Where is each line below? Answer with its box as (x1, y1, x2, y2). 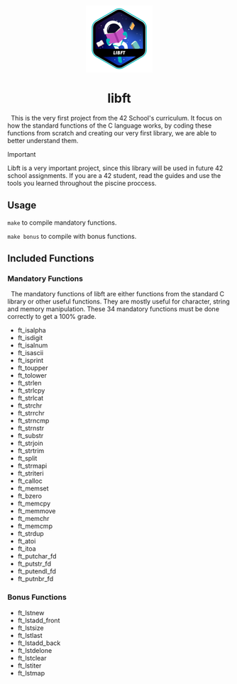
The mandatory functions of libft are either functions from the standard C (10, 290, 225, 298)
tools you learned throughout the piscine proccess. (7, 179, 157, 187)
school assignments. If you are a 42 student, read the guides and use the (7, 171, 221, 179)
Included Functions (7, 252, 94, 264)
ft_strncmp (17, 417, 50, 425)
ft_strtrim (17, 447, 45, 455)
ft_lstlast (17, 631, 43, 639)
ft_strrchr (17, 409, 45, 417)
